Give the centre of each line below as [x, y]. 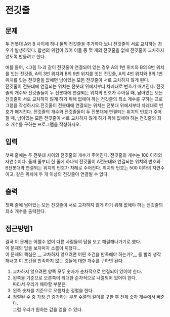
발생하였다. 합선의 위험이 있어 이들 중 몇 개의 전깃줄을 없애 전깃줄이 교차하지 [89, 50]
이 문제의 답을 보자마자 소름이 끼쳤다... [43, 248]
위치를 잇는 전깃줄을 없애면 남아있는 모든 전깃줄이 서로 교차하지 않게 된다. [77, 80]
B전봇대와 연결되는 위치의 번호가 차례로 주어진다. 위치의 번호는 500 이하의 [78, 167]
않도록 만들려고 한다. [26, 57]
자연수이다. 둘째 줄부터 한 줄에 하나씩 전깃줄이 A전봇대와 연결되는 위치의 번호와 [83, 161]
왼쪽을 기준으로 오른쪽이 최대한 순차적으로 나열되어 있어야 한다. [75, 278]
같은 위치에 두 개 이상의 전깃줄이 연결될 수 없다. [62, 174]
